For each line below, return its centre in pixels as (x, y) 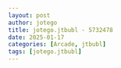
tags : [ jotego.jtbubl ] (45, 52)
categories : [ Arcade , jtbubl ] (57, 45)
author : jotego (33, 23)
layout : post (29, 15)
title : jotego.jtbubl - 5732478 (60, 30)
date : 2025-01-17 (36, 37)
